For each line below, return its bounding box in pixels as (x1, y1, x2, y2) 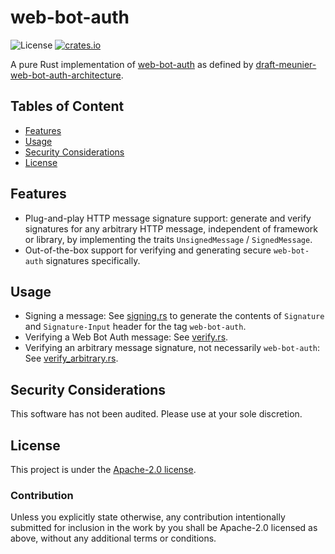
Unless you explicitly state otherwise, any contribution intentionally (10, 511, 286, 523)
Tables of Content (10, 98, 125, 115)
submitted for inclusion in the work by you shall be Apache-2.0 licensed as (10, 522, 318, 534)
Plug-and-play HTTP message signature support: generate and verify (24, 212, 312, 224)
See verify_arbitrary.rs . (24, 352, 119, 365)
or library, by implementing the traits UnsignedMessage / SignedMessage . (24, 233, 313, 245)
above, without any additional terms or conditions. (10, 532, 217, 545)
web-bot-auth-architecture (10, 69, 122, 81)
